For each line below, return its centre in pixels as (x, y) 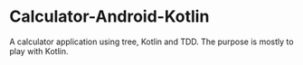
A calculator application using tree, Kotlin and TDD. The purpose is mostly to (151, 42)
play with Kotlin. (39, 51)
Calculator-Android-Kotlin (109, 17)
